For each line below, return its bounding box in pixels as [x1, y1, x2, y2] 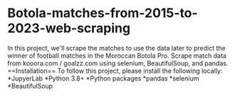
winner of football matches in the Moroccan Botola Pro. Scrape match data [7, 51, 226, 60]
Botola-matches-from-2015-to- [7, 5, 198, 21]
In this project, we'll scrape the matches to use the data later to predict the [7, 44, 226, 52]
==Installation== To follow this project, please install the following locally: [7, 66, 223, 75]
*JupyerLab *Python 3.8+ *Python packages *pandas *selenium [7, 73, 199, 83]
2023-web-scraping [7, 20, 130, 36]
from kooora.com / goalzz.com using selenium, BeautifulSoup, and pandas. [7, 58, 229, 67]
